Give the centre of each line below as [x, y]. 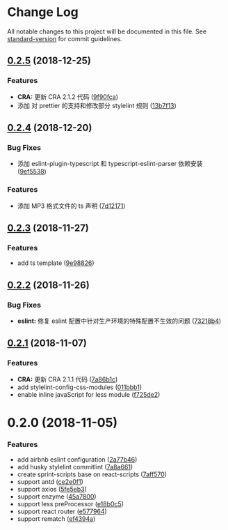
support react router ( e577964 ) [62, 512]
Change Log [43, 12]
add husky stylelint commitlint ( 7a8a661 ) [75, 467]
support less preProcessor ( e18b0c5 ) [70, 504]
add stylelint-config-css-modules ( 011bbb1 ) [80, 387]
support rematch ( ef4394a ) [56, 519]
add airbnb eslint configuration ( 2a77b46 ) [77, 460]
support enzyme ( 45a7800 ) [57, 497]
